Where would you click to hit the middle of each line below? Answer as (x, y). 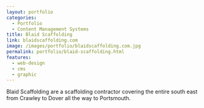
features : (19, 57)
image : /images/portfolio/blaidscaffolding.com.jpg (74, 46)
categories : (21, 18)
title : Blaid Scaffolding (39, 35)
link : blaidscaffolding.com (42, 40)
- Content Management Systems (50, 29)
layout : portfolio (30, 12)
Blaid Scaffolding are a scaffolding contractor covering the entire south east (102, 92)
